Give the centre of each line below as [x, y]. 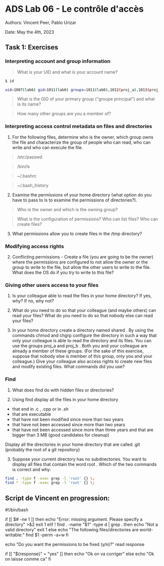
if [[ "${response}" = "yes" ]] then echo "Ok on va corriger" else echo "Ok [80, 554]
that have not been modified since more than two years [68, 419]
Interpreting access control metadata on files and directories [79, 127]
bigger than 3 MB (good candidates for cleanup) [61, 435]
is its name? [29, 104]
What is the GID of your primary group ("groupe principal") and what [86, 99]
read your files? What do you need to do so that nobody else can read [82, 316]
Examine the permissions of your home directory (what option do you [82, 195]
